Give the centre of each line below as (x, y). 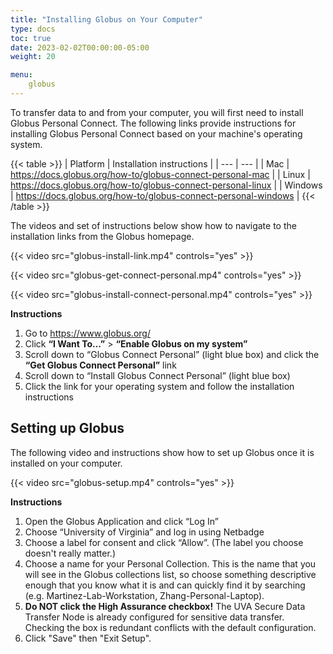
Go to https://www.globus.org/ (87, 333)
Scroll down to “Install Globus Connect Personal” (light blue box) (157, 375)
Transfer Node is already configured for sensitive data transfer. (154, 617)
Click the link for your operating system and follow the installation (159, 386)
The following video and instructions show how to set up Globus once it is (162, 452)
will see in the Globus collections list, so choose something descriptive (170, 574)
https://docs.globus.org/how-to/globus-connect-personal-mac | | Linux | (160, 174)
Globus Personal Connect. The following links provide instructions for (153, 123)
